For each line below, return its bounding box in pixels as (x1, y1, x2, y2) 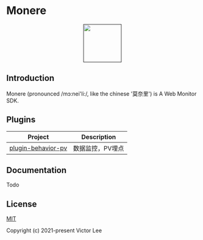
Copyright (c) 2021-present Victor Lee (6, 227, 102, 235)
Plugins (6, 115, 36, 125)
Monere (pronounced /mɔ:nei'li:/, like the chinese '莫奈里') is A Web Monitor (6, 90, 197, 97)
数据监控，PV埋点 (73, 144, 124, 152)
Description (81, 132, 116, 141)
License (6, 199, 37, 209)
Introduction (6, 73, 55, 83)
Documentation (6, 165, 67, 175)
